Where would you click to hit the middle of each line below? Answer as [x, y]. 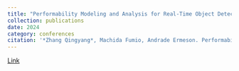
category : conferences [41, 34]
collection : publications [46, 21]
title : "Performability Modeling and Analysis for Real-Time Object [111, 14]
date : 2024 [23, 27]
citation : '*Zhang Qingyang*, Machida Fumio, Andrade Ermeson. [103, 40]
